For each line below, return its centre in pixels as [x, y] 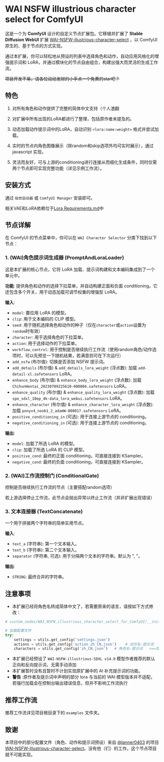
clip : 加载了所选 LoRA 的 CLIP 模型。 [49, 449]
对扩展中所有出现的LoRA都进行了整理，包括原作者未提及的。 [73, 119]
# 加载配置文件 [18, 631]
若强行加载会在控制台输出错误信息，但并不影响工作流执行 [70, 683]
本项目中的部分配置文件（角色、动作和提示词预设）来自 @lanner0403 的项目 [82, 742]
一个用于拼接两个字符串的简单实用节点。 [46, 523]
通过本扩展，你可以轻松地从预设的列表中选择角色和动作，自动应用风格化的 [80, 56]
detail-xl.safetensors [35, 374]
